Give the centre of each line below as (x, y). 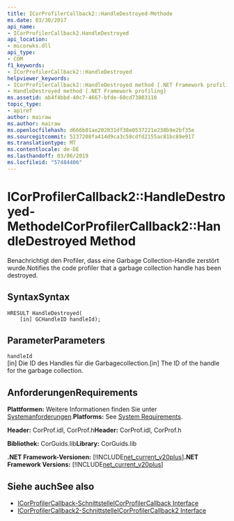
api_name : (22, 26)
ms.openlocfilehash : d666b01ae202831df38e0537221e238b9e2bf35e (101, 130)
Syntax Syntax (39, 297)
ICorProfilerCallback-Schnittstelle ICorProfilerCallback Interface (108, 503)
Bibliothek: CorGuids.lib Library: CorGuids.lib (72, 444)
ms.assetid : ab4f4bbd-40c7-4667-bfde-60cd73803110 (82, 98)
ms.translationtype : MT (42, 143)
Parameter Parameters (56, 340)
